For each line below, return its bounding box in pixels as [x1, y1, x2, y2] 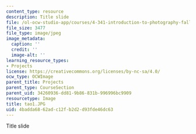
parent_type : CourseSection [6, 85, 75, 91]
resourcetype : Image [6, 95, 57, 101]
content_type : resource [6, 8, 64, 15]
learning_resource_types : [6, 57, 69, 63]
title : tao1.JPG [6, 101, 45, 107]
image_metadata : [6, 36, 45, 42]
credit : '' [11, 47, 38, 53]
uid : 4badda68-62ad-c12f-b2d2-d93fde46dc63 [6, 106, 114, 112]
